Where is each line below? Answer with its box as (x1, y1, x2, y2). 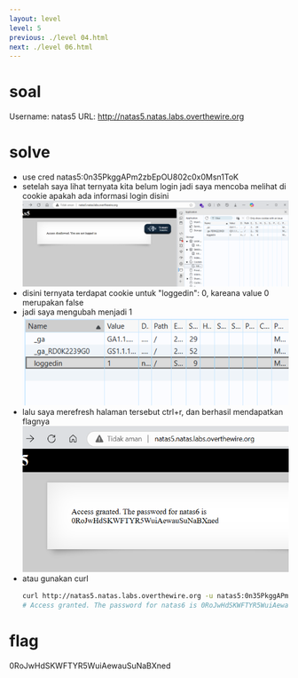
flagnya (21, 416, 51, 427)
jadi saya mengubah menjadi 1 (21, 307, 133, 317)
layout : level (9, 14, 62, 23)
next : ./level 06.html (9, 43, 93, 52)
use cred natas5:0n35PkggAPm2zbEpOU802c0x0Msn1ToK (21, 171, 239, 182)
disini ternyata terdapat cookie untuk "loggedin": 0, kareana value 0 (21, 288, 270, 299)
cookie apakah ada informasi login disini (21, 191, 169, 202)
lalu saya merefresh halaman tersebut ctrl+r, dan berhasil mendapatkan (21, 406, 284, 417)
